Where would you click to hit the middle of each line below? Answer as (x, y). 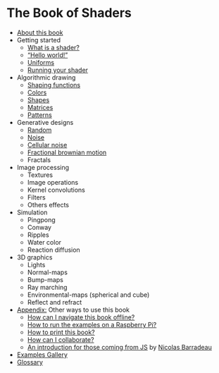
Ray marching (47, 287)
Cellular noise (47, 145)
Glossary (30, 362)
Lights (36, 264)
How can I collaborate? (61, 339)
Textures (40, 175)
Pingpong (41, 219)
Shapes (38, 99)
